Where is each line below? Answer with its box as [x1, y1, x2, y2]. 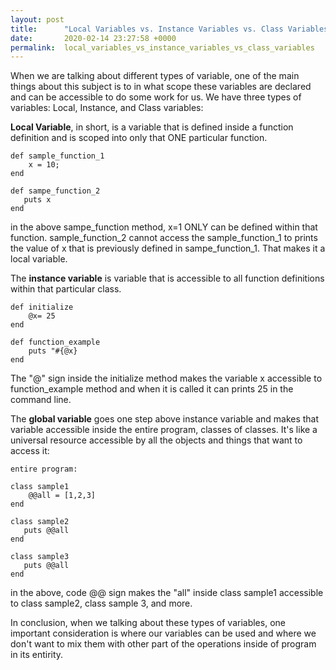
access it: [10, 445, 50, 457]
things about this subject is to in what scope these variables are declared [10, 81, 312, 93]
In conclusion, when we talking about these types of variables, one [10, 617, 286, 629]
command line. [10, 394, 72, 406]
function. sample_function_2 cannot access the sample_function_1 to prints [10, 232, 318, 244]
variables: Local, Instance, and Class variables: [10, 102, 204, 114]
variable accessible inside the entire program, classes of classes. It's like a [10, 424, 318, 436]
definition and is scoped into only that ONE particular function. [10, 132, 268, 144]
